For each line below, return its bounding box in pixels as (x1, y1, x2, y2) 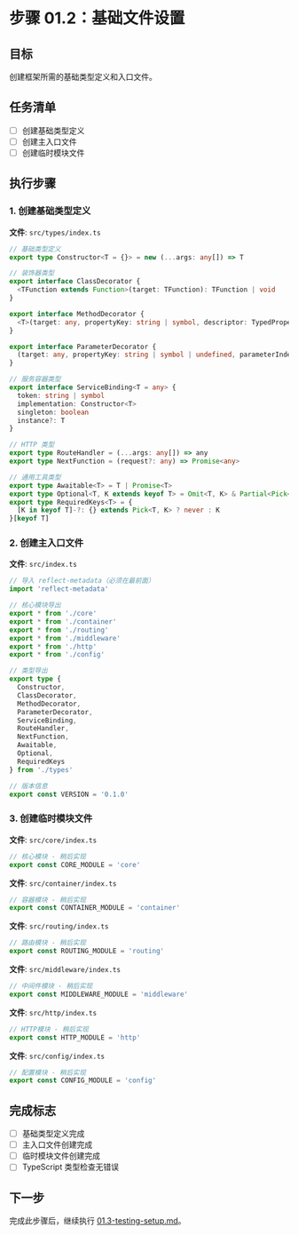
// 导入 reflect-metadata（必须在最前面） (9, 577, 155, 586)
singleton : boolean (17, 408, 90, 417)
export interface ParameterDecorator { (9, 342, 157, 351)
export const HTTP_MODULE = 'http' (9, 1032, 141, 1042)
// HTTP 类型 (9, 441, 55, 450)
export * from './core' (9, 610, 98, 618)
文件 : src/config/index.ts (9, 1050, 106, 1061)
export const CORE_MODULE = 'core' (9, 860, 141, 869)
